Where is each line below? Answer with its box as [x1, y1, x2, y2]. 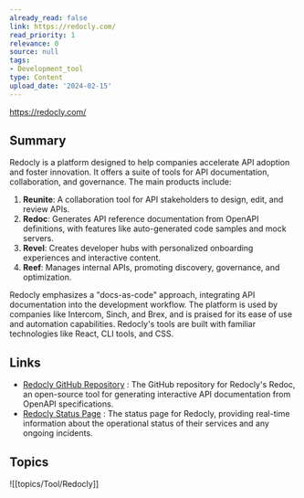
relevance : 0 [9, 38, 59, 48]
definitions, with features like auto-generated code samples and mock [22, 223, 287, 234]
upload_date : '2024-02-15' [9, 81, 112, 90]
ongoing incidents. [22, 428, 93, 439]
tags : [9, 56, 30, 65]
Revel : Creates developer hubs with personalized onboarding [22, 243, 254, 254]
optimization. [22, 271, 72, 283]
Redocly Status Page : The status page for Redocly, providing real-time [22, 408, 290, 419]
